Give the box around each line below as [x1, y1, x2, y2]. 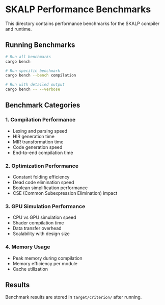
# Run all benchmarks [5, 54, 51, 59]
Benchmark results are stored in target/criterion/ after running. [5, 294, 142, 300]
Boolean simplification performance [12, 185, 88, 191]
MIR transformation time [12, 139, 64, 145]
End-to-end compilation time [12, 149, 73, 156]
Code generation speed [12, 144, 63, 150]
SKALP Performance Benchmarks [5, 4, 151, 15]
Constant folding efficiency [12, 173, 70, 180]
